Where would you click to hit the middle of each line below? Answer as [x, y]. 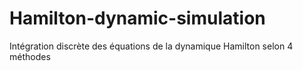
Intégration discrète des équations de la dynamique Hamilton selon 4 [151, 46]
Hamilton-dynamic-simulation [137, 18]
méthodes [30, 56]
